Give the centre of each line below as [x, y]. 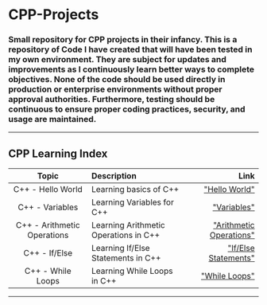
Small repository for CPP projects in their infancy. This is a [123, 40]
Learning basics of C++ [135, 190]
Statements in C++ [126, 258]
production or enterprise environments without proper [115, 89]
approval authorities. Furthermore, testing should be [112, 100]
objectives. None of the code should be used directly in [117, 80]
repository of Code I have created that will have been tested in [130, 49]
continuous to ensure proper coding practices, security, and [127, 109]
